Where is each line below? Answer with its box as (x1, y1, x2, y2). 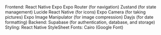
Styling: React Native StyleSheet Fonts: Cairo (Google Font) (5, 24, 124, 30)
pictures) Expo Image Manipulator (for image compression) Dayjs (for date (5, 14, 154, 20)
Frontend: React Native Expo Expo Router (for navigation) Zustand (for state (5, 4, 157, 10)
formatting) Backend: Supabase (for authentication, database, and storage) (5, 19, 155, 25)
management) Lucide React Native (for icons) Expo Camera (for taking (5, 9, 146, 15)
